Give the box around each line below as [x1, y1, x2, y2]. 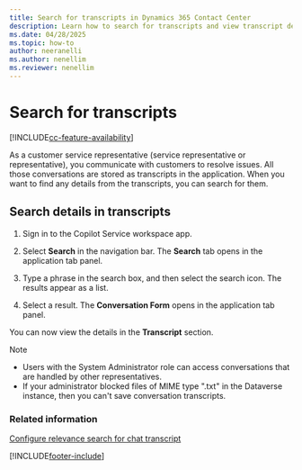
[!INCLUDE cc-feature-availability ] [9, 131, 134, 142]
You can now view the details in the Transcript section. [9, 326, 214, 338]
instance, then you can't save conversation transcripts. [22, 390, 226, 401]
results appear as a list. [22, 282, 110, 293]
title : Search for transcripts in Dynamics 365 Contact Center [9, 13, 252, 23]
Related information [9, 412, 98, 425]
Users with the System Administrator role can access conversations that [22, 361, 290, 372]
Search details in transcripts [9, 204, 171, 220]
